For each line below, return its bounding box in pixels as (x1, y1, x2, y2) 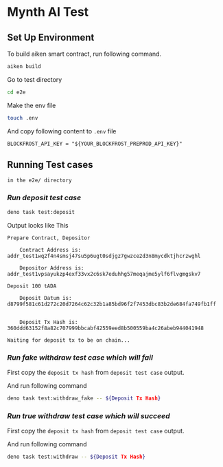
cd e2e (7, 89, 26, 96)
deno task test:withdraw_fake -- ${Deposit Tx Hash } (7, 395, 161, 402)
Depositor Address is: (19, 264, 84, 272)
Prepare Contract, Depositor (7, 235, 91, 241)
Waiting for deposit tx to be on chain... (7, 336, 130, 344)
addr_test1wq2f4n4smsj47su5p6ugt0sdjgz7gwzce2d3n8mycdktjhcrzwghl (7, 252, 201, 259)
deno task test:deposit (7, 208, 75, 215)
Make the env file (7, 101, 56, 109)
